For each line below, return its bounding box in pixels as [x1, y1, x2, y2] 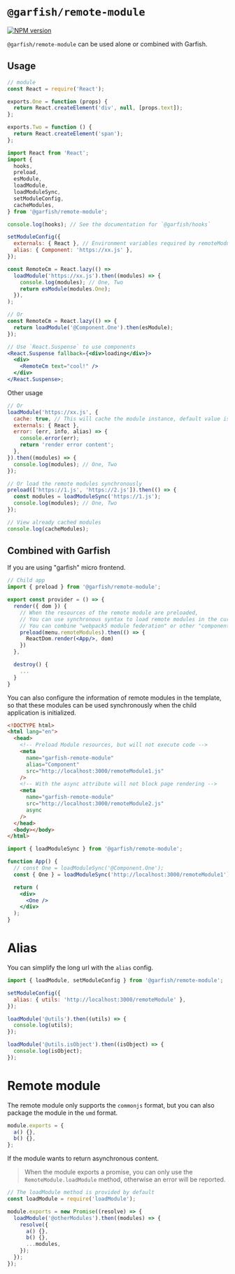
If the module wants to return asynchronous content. [7, 1154, 159, 1163]
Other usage [7, 388, 43, 397]
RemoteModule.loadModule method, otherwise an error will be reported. [24, 1175, 226, 1184]
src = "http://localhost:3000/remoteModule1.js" [25, 767, 164, 774]
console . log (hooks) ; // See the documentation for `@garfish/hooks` [7, 220, 211, 228]
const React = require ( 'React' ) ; [7, 85, 105, 93]
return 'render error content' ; [20, 442, 114, 449]
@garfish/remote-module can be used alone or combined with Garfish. [7, 39, 208, 48]
